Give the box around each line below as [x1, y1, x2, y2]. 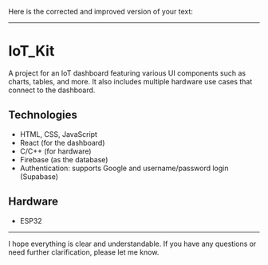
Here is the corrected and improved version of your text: [8, 7, 194, 16]
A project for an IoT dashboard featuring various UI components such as [8, 68, 246, 78]
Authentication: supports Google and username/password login [19, 163, 229, 173]
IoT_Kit [8, 42, 55, 60]
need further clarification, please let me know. [8, 247, 160, 257]
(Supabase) [19, 171, 58, 181]
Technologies [8, 108, 78, 122]
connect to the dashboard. [8, 85, 96, 95]
